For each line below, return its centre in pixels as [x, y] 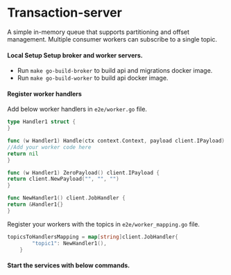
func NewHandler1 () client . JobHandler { [67, 198]
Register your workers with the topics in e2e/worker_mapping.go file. [103, 224]
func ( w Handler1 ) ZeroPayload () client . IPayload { [83, 172]
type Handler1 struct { [42, 122]
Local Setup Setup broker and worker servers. [75, 55]
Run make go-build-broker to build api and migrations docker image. [115, 71]
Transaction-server [65, 13]
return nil [23, 154]
